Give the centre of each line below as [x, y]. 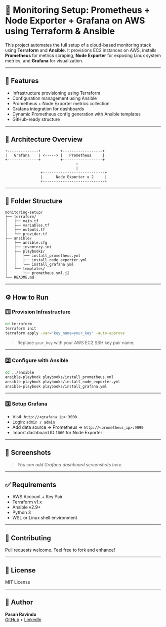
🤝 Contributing [28, 538]
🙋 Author [19, 602]
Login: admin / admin [34, 422]
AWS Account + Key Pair [37, 497]
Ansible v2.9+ [26, 507]
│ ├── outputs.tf [25, 230]
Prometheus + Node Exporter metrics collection [61, 103]
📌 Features [22, 81]
